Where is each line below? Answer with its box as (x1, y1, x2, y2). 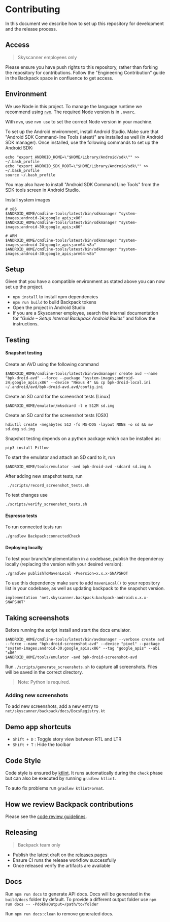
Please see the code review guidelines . (5, 813, 87, 819)
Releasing (5, 828, 38, 837)
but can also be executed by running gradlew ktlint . (5, 775, 116, 781)
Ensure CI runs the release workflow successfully (12, 857, 117, 863)
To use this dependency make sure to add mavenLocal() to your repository (5, 580, 160, 586)
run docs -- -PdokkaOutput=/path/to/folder (5, 902, 99, 907)
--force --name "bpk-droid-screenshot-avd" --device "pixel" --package (5, 642, 160, 647)
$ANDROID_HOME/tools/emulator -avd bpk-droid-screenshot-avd (5, 655, 138, 660)
